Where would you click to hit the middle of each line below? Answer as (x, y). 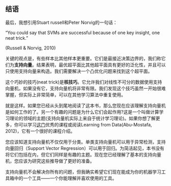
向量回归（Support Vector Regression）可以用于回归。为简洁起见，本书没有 (85, 148)
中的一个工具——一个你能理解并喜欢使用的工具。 (65, 178)
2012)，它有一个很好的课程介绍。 (40, 131)
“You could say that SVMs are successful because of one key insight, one (83, 33)
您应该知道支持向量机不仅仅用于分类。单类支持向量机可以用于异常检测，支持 (85, 142)
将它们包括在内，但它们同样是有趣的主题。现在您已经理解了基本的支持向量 (83, 154)
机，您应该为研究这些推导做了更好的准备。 (50, 161)
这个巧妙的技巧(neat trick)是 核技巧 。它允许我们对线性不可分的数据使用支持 (84, 82)
